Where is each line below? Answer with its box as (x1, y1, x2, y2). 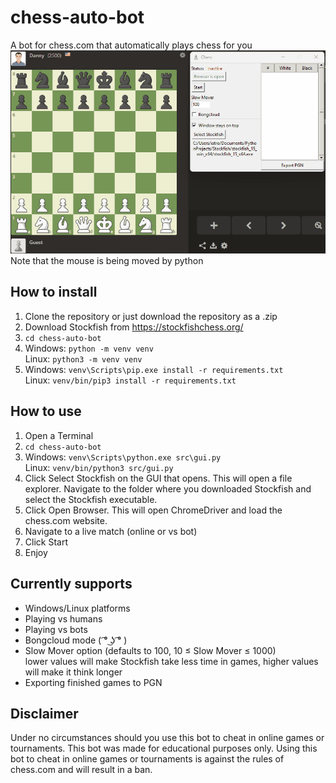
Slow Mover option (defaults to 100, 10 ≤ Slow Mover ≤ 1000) (24, 644, 277, 656)
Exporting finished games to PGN (24, 676, 163, 688)
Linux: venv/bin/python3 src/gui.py (24, 461, 174, 473)
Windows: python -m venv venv (24, 342, 154, 354)
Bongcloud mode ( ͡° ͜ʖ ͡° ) (24, 634, 128, 646)
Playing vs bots (24, 623, 88, 635)
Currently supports (10, 576, 133, 593)
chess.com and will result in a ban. (10, 764, 153, 776)
